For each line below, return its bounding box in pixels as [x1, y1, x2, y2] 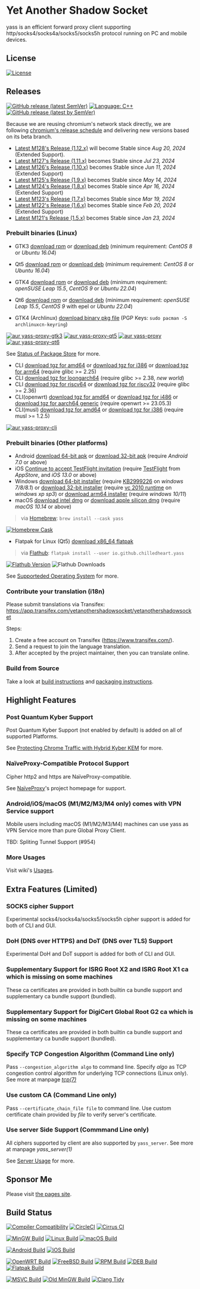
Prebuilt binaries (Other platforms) [6, 439, 108, 447]
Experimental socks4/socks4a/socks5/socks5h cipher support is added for [6, 915, 191, 923]
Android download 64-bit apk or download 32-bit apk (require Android [14, 452, 188, 460]
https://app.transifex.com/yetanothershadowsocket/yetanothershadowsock [6, 607, 192, 615]
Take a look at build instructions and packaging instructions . [6, 678, 154, 685]
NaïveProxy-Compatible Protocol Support [6, 759, 129, 767]
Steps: [6, 625, 22, 633]
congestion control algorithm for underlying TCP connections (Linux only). [6, 1069, 189, 1077]
